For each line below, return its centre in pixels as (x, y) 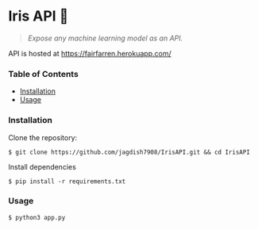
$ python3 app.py (37, 217)
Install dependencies (42, 166)
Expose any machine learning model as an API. (105, 38)
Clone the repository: (43, 137)
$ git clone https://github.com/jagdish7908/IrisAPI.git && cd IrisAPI (129, 152)
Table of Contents (44, 74)
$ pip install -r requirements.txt (67, 181)
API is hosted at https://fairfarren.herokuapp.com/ (90, 53)
